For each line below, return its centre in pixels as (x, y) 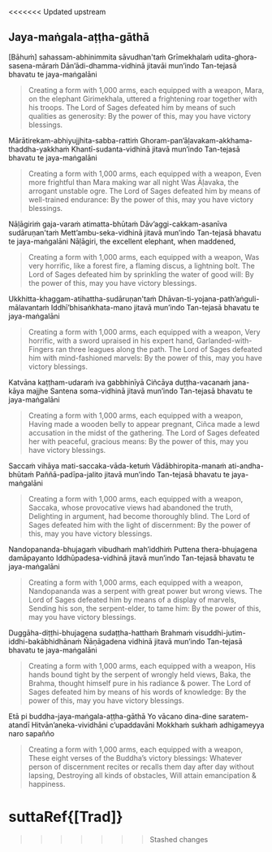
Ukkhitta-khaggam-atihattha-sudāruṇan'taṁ (82, 299)
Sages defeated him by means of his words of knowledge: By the (137, 692)
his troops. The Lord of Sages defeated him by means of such (132, 107)
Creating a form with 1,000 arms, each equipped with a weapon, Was (144, 257)
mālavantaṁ (29, 307)
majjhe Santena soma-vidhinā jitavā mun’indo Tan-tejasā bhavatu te (139, 391)
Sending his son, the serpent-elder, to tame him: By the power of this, (145, 608)
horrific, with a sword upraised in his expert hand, (111, 340)
